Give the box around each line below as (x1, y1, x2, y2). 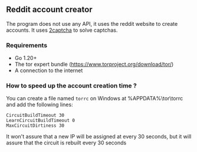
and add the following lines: (6, 101, 73, 108)
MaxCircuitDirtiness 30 (6, 123, 65, 129)
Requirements (6, 41, 48, 49)
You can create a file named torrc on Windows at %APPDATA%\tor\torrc (6, 95, 183, 102)
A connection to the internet (14, 67, 83, 74)
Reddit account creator (6, 5, 93, 15)
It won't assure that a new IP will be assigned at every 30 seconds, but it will (6, 133, 192, 140)
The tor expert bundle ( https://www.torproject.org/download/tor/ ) (14, 61, 174, 68)
